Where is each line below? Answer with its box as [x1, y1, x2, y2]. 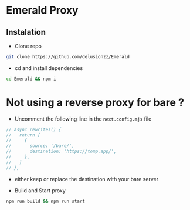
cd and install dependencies [14, 64, 83, 71]
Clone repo [14, 42, 42, 49]
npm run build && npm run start [6, 198, 85, 204]
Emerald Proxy [6, 4, 79, 17]
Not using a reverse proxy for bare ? [6, 95, 185, 109]
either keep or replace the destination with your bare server [14, 175, 159, 182]
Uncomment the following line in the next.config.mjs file [14, 115, 152, 122]
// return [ [6, 132, 41, 138]
